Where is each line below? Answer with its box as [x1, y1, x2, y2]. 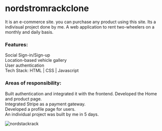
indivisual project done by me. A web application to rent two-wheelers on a [5, 24, 155, 29]
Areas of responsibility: [5, 80, 61, 87]
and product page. [5, 96, 42, 102]
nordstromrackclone [5, 3, 89, 14]
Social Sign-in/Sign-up [5, 52, 50, 58]
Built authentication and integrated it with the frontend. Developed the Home [5, 90, 157, 97]
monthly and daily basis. [5, 29, 54, 35]
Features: [5, 41, 28, 48]
